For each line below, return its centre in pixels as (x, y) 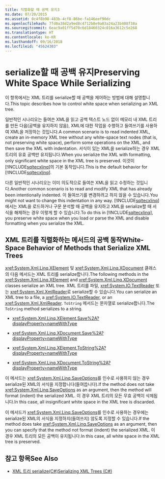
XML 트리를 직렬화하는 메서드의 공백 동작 (64, 240)
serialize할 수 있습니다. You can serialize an (114, 292)
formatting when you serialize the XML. (45, 223)
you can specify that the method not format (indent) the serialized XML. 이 (80, 430)
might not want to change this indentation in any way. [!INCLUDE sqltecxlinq (82, 200)
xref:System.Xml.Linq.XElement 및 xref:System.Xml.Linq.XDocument (74, 268)
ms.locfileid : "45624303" (31, 46)
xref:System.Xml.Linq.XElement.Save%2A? (55, 318)
